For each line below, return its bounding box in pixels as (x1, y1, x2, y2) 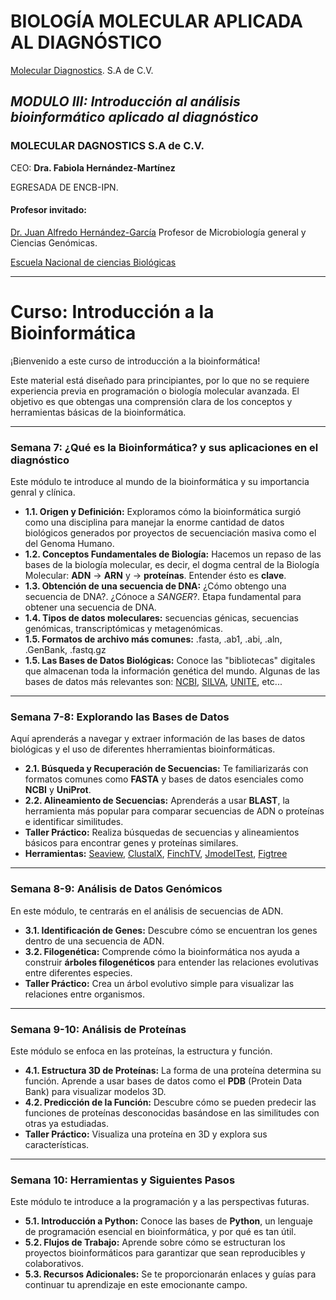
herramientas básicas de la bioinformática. (10, 406, 187, 418)
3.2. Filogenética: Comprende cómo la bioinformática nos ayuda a (24, 945, 300, 957)
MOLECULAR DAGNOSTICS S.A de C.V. (10, 139, 205, 153)
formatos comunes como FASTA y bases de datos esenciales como (24, 773, 304, 785)
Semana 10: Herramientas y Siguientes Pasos (10, 1173, 236, 1187)
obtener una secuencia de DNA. (24, 601, 157, 614)
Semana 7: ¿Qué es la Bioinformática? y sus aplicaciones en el (10, 440, 319, 454)
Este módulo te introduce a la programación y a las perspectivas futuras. (10, 1196, 310, 1208)
